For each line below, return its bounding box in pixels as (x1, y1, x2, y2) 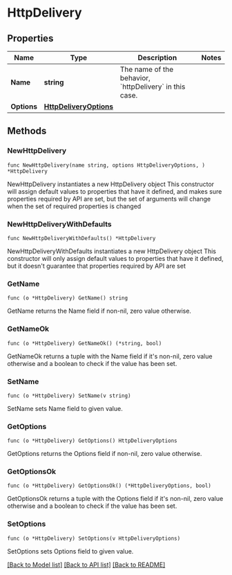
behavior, (119, 73, 151, 82)
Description (137, 53, 177, 62)
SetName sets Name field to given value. (7, 404, 123, 412)
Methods (7, 125, 47, 137)
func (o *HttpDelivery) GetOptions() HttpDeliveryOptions (7, 437, 177, 444)
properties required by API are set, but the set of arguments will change (7, 194, 211, 203)
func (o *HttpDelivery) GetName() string (7, 295, 128, 302)
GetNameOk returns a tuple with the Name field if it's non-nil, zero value (7, 352, 213, 360)
